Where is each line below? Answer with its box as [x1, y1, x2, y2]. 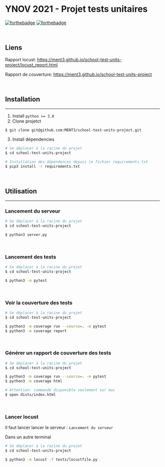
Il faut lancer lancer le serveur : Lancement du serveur [5, 425, 113, 431]
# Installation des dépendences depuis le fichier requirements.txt [5, 159, 148, 164]
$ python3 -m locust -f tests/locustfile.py [5, 457, 98, 462]
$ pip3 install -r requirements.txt [5, 164, 80, 169]
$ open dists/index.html [5, 392, 56, 397]
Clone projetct [12, 118, 41, 124]
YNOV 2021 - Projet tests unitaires [5, 3, 148, 15]
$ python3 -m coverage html [5, 379, 63, 384]
